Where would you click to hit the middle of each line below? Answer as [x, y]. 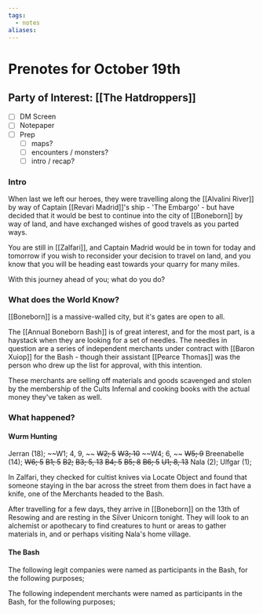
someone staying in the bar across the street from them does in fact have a [130, 486]
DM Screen [38, 117]
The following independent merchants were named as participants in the [126, 593]
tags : [17, 15]
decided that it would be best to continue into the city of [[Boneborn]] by [126, 216]
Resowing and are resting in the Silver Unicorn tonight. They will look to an [128, 517]
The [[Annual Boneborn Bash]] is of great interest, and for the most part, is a [131, 332]
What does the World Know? [64, 299]
